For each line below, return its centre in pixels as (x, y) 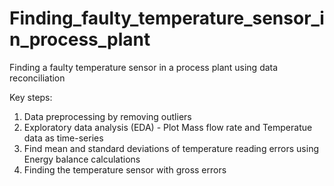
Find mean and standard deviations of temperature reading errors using (171, 148)
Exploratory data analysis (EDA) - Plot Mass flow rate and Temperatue (168, 127)
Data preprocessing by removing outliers (107, 116)
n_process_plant (80, 39)
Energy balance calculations (82, 159)
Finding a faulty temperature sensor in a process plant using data (144, 67)
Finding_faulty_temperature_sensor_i (167, 18)
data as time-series (63, 138)
